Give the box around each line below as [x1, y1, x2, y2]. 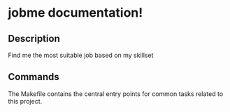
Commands [8, 71, 60, 83]
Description [8, 33, 60, 45]
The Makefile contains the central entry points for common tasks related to [8, 89, 224, 98]
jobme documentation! [8, 5, 143, 21]
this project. [8, 97, 43, 105]
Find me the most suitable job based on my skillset [8, 51, 154, 59]
